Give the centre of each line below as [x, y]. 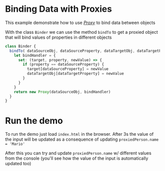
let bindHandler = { [35, 55]
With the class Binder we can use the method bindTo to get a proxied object [82, 32]
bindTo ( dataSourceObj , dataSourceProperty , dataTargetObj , [72, 51]
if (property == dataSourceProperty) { [64, 65]
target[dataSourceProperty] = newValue [68, 69]
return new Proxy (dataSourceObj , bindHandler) [62, 92]
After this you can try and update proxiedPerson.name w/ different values [78, 153]
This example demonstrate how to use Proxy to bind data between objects [80, 23]
